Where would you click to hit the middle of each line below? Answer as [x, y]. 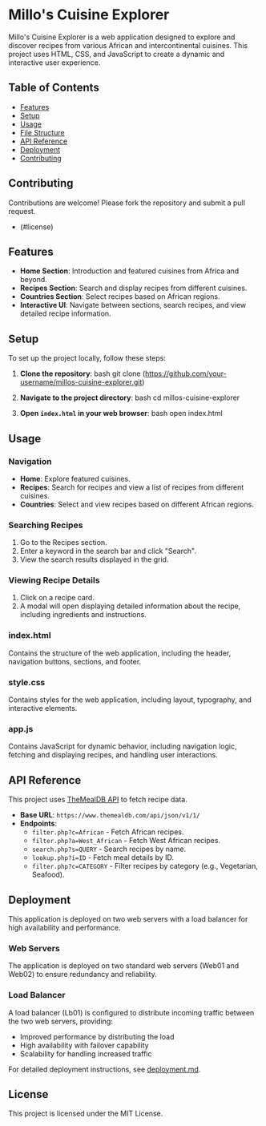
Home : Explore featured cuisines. [75, 478]
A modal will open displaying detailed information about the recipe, [130, 606]
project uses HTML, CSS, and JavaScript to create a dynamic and [117, 54]
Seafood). [48, 874]
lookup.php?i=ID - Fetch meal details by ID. [103, 858]
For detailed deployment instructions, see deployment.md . [105, 1069]
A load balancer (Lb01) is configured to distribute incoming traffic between [131, 1012]
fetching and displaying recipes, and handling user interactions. [113, 755]
